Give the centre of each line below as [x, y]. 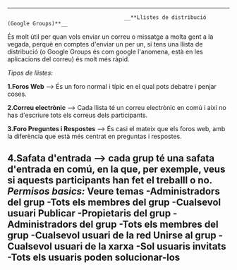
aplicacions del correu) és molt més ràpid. [68, 59]
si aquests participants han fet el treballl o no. [110, 180]
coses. [17, 94]
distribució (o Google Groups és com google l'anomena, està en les [105, 51]
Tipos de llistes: [30, 73]
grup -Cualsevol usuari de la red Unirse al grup [112, 236]
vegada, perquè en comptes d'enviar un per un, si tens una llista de [105, 44]
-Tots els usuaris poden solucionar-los [94, 258]
